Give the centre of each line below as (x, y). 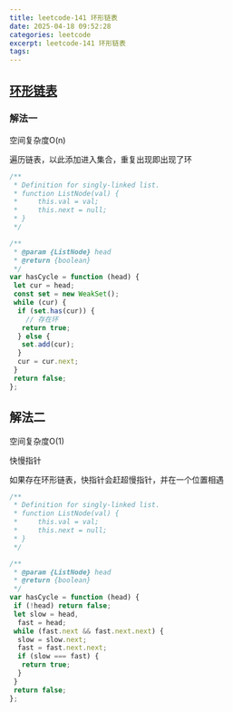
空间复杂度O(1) (37, 441)
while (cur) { (40, 303)
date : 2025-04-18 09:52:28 (60, 26)
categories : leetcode (50, 34)
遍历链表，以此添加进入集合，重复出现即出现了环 (101, 159)
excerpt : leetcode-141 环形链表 (68, 43)
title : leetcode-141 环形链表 (63, 18)
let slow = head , (46, 614)
